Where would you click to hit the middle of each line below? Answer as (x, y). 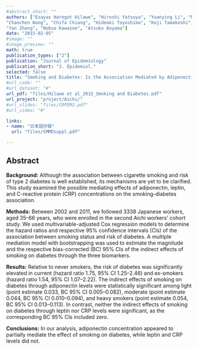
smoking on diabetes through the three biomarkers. (68, 255)
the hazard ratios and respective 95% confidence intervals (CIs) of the (92, 230)
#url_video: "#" (26, 110)
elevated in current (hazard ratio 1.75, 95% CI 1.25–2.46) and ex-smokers (95, 273)
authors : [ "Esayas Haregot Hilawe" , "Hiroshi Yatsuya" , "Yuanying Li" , (96, 17)
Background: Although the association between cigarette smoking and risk (97, 175)
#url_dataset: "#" (29, 88)
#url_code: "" (24, 83)
